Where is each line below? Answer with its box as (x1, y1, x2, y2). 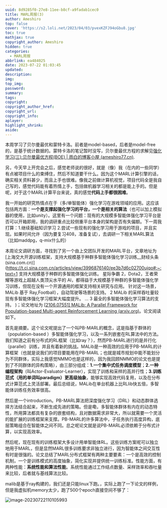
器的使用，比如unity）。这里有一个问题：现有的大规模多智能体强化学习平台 (5, 212, 157, 219)
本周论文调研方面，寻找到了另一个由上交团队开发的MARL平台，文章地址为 (5, 248, 157, 254)
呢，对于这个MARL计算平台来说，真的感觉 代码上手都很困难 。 (5, 189, 131, 195)
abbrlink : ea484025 (5, 58, 46, 63)
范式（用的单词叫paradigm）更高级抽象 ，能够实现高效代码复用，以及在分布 (5, 375, 161, 381)
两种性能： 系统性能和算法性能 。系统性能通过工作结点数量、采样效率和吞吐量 (5, 464, 162, 470)
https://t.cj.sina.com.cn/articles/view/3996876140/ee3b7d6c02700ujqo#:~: (6, 265, 162, 271)
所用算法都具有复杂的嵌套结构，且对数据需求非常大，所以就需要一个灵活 (13, 410, 162, 416)
